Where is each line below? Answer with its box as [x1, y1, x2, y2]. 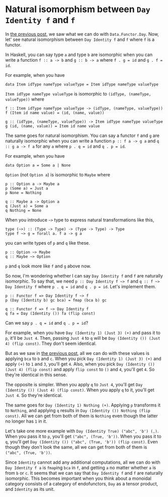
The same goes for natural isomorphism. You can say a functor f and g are [5, 132, 160, 139]
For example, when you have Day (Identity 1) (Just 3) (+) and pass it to [5, 330, 161, 336]
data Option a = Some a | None [5, 163, 71, 168]
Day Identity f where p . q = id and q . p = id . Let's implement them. [5, 283, 156, 289]
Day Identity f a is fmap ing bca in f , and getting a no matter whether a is [5, 464, 156, 471]
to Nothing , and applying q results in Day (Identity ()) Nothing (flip [5, 407, 150, 413]
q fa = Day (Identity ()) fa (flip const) [5, 311, 96, 316]
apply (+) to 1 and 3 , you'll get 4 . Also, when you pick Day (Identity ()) [5, 360, 155, 367]
